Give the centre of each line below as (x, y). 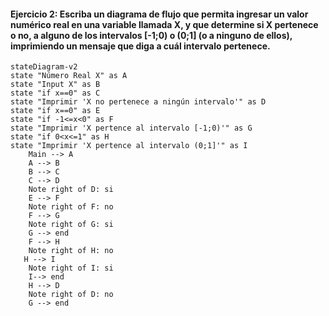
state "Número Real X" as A (69, 76)
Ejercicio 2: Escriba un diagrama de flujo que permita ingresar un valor (159, 14)
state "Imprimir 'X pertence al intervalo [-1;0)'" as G (131, 128)
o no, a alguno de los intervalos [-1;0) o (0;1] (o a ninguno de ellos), (151, 35)
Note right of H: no (71, 251)
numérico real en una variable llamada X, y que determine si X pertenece (164, 24)
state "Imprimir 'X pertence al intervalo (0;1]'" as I (129, 146)
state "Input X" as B (55, 85)
